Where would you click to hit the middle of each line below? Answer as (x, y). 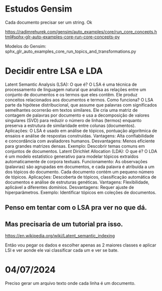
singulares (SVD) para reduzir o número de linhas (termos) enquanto (73, 120)
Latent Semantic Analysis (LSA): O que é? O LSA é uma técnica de (71, 84)
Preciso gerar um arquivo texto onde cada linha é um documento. (70, 283)
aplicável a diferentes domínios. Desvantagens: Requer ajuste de (70, 187)
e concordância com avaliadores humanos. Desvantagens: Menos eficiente (80, 141)
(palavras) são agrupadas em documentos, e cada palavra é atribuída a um (80, 167)
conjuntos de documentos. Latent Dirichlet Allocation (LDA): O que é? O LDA (81, 151)
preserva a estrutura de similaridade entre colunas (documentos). (71, 125)
